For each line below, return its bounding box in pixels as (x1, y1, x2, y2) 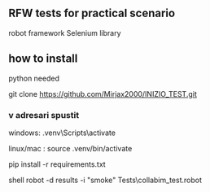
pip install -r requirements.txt (8, 159, 106, 169)
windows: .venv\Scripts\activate (8, 128, 116, 137)
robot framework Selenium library (8, 28, 121, 37)
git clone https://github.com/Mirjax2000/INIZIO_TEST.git (8, 89, 197, 98)
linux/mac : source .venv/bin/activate (8, 143, 133, 153)
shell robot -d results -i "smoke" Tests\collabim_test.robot (8, 175, 202, 185)
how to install (8, 52, 78, 66)
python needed (8, 73, 59, 83)
